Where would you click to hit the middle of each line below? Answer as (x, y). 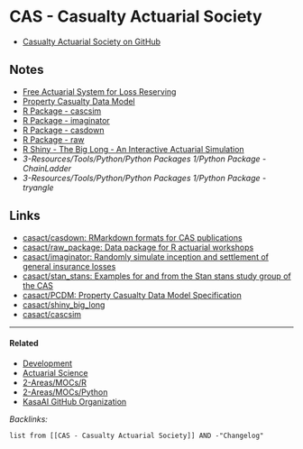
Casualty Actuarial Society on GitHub (91, 41)
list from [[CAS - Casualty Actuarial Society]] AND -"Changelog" (137, 435)
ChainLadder (47, 168)
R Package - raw (53, 139)
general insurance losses (69, 266)
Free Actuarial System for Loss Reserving (99, 91)
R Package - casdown (63, 130)
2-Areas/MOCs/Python (65, 392)
